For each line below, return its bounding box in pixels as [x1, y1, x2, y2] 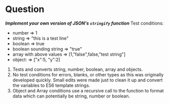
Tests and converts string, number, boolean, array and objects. [12, 66, 143, 72]
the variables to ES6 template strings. [12, 82, 91, 88]
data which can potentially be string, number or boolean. [12, 93, 130, 99]
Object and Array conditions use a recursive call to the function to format [12, 87, 164, 93]
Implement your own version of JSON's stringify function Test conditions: [5, 20, 164, 26]
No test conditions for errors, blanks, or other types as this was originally [12, 71, 164, 77]
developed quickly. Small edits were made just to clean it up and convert [12, 77, 163, 83]
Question [5, 4, 44, 15]
